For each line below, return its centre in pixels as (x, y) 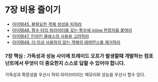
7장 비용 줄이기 (33, 10)
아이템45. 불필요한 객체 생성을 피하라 (47, 24)
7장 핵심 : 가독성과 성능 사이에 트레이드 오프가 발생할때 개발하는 (74, 56)
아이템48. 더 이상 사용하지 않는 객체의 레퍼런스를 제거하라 (66, 42)
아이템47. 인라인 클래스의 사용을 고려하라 (50, 36)
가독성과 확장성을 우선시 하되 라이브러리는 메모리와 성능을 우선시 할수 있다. (75, 75)
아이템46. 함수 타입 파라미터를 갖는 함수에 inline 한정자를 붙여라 (72, 30)
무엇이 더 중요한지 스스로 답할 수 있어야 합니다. (75, 63)
